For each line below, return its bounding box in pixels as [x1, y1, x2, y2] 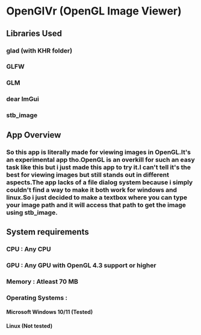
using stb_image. [6, 208, 58, 217]
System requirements [6, 226, 89, 237]
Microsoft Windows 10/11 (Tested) [6, 308, 93, 316]
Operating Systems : [6, 293, 68, 302]
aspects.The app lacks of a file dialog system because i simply [6, 178, 193, 187]
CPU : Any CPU [6, 244, 51, 253]
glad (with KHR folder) [6, 46, 73, 55]
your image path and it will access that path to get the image [6, 200, 187, 209]
